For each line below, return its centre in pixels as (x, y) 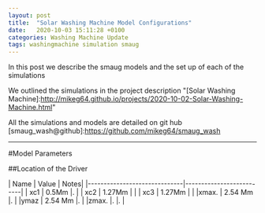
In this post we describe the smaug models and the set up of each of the (126, 67)
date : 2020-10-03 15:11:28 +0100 (67, 30)
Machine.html (30, 108)
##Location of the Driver (48, 169)
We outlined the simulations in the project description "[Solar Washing (122, 90)
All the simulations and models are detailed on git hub (95, 123)
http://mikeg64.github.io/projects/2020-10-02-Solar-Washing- (142, 99)
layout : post (30, 15)
